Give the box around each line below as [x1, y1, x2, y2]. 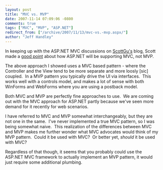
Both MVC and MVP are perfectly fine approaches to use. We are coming [5, 93, 154, 99]
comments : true [5, 21, 36, 26]
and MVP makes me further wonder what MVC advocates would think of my [5, 129, 159, 135]
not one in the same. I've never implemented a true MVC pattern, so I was [5, 118, 155, 124]
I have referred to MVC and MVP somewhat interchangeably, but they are [5, 113, 153, 119]
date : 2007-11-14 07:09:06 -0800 [5, 16, 73, 21]
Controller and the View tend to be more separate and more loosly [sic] [5, 68, 148, 74]
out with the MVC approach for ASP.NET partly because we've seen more [5, 98, 154, 104]
